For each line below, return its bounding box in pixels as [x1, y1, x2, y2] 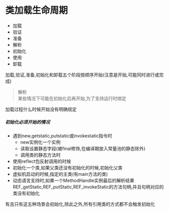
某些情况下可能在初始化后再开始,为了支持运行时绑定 [17, 95, 126, 101]
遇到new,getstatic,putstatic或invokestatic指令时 [12, 132, 112, 138]
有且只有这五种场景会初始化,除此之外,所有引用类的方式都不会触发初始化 [5, 201, 155, 207]
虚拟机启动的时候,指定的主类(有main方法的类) [12, 171, 108, 177]
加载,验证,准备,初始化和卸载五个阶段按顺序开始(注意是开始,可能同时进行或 [5, 72, 159, 78]
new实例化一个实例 [20, 139, 61, 145]
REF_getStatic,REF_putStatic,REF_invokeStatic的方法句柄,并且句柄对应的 [12, 183, 164, 190]
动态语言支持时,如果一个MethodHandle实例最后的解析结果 [12, 177, 135, 183]
